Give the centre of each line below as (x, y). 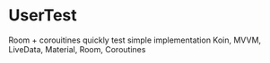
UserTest (43, 16)
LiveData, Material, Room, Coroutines (77, 49)
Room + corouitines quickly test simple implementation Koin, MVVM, (135, 40)
